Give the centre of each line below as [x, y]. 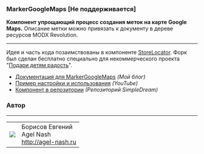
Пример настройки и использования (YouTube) [76, 83]
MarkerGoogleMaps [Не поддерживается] [71, 9]
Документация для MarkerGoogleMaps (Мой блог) [80, 77]
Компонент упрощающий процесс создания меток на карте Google [97, 22]
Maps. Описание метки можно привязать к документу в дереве [90, 28]
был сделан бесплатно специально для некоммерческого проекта [93, 59]
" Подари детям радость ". [39, 65]
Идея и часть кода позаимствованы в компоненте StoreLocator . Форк [97, 53]
